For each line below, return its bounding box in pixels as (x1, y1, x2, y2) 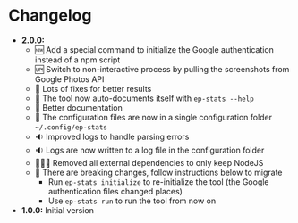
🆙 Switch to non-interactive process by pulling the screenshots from (34, 63, 290, 74)
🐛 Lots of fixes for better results (34, 83, 152, 94)
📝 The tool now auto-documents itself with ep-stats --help (34, 93, 254, 103)
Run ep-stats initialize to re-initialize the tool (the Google (47, 176, 269, 187)
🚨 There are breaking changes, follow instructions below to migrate (34, 167, 283, 178)
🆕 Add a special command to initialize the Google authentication (34, 44, 275, 54)
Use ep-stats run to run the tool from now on (47, 195, 217, 206)
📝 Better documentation (34, 102, 123, 112)
